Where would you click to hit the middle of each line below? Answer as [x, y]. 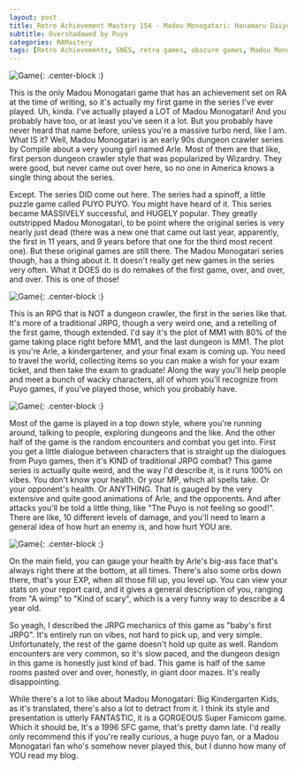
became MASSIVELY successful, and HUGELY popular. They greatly [133, 214]
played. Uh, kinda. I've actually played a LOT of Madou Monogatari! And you [148, 112]
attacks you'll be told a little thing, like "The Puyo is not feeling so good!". [142, 508]
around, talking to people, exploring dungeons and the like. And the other [142, 433]
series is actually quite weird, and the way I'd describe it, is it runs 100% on [146, 470]
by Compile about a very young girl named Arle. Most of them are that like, [145, 149]
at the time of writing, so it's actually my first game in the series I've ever [141, 102]
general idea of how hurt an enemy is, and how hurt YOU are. [121, 527]
